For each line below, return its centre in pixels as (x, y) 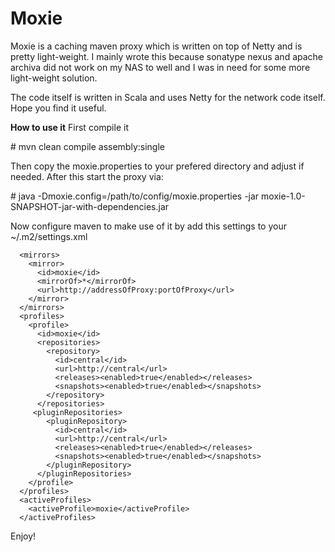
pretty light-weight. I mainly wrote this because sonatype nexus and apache (167, 56)
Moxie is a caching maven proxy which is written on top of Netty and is (156, 46)
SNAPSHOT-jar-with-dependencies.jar (90, 206)
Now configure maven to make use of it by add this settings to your (148, 226)
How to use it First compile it (69, 127)
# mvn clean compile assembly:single (87, 146)
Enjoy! (23, 536)
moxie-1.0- (283, 196)
